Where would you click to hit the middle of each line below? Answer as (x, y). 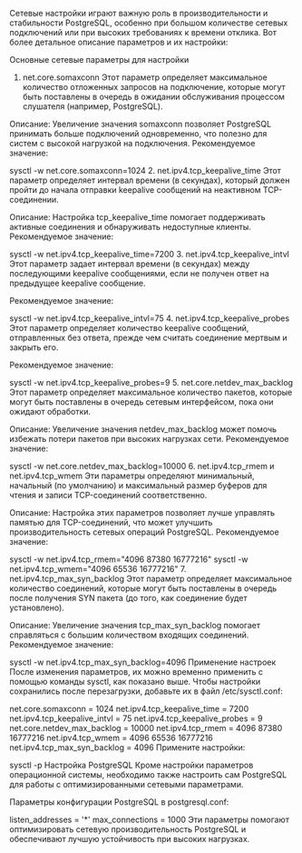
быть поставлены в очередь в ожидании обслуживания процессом (154, 96)
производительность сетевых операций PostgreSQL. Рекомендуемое (144, 532)
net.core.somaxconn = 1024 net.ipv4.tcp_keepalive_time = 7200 (129, 709)
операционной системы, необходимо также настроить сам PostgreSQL (148, 775)
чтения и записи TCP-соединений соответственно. (108, 495)
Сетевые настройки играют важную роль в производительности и (139, 13)
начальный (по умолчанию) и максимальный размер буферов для (138, 485)
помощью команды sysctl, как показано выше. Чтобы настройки (135, 682)
